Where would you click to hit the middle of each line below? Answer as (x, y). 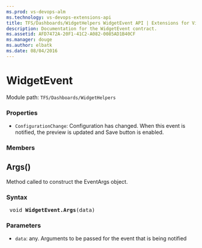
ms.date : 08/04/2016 (32, 51)
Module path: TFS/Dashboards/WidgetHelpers (61, 97)
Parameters (23, 225)
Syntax (17, 197)
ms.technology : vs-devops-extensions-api (59, 17)
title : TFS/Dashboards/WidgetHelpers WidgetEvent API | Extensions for (98, 23)
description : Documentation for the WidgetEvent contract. (82, 29)
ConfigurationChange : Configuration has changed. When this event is (100, 126)
